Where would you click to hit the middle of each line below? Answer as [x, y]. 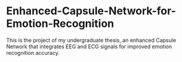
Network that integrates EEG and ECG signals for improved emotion [89, 46]
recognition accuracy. [33, 52]
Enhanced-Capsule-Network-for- [91, 11]
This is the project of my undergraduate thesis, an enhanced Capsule [91, 40]
